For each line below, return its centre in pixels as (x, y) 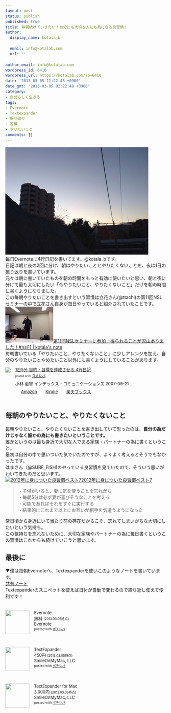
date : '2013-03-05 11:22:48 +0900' (43, 81)
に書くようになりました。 (32, 291)
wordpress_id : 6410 (26, 70)
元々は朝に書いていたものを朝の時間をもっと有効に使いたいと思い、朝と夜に (86, 278)
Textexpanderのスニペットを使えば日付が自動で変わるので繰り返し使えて (82, 590)
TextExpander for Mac (56, 686)
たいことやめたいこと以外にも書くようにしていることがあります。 (92, 360)
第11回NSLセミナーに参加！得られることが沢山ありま (109, 341)
